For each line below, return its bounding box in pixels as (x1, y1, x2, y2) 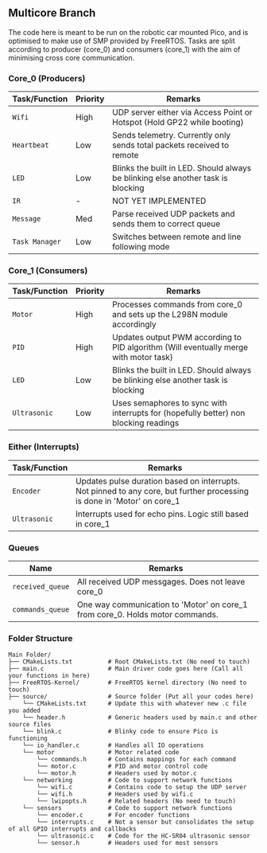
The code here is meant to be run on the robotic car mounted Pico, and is (8, 27, 249, 37)
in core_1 (75, 518, 110, 529)
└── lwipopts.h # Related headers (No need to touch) (37, 797, 237, 805)
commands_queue (12, 605, 70, 614)
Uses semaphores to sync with (112, 397, 228, 409)
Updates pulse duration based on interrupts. (75, 475, 241, 487)
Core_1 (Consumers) (8, 265, 88, 276)
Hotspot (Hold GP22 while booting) (112, 117, 244, 128)
